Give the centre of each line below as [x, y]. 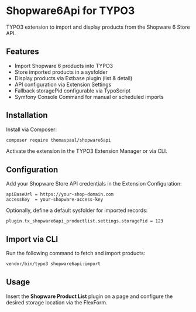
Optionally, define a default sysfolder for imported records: [77, 210]
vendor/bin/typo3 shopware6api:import [53, 264]
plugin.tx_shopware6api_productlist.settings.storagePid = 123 [85, 221]
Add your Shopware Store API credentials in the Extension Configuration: [94, 184]
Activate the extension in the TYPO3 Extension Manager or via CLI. [87, 151]
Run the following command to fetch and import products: [76, 253]
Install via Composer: [32, 129]
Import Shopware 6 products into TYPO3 [64, 66]
